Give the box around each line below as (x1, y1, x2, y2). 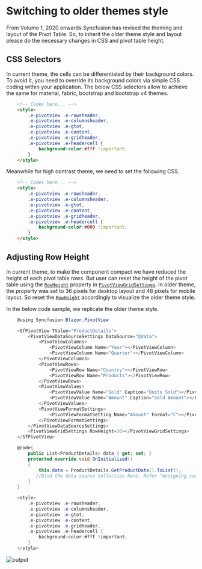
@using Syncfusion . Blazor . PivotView (17, 317, 109, 323)
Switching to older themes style (6, 4, 168, 18)
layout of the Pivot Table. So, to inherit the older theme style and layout (6, 30, 182, 37)
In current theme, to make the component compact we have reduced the (6, 268, 186, 275)
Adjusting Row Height (6, 252, 90, 262)
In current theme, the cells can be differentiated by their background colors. (6, 70, 194, 78)
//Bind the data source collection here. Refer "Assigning (35, 473, 187, 479)
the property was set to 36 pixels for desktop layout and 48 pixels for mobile (6, 287, 196, 294)
